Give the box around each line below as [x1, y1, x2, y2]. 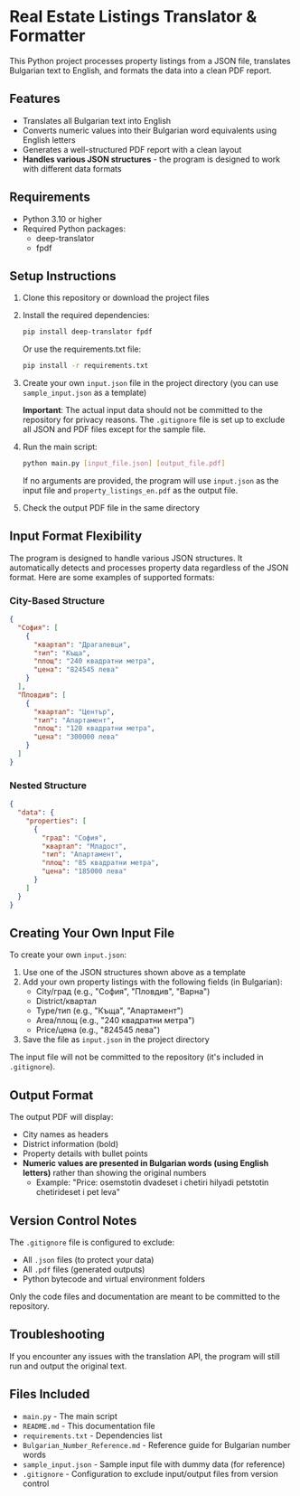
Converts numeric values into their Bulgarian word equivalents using [22, 125, 277, 136]
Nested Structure [9, 779, 88, 792]
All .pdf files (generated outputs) [22, 1264, 145, 1275]
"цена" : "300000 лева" [33, 732, 119, 742]
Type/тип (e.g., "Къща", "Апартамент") [35, 1005, 183, 1016]
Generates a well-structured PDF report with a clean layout [22, 144, 242, 155]
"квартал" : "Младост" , [42, 842, 127, 851]
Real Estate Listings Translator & [9, 6, 258, 27]
